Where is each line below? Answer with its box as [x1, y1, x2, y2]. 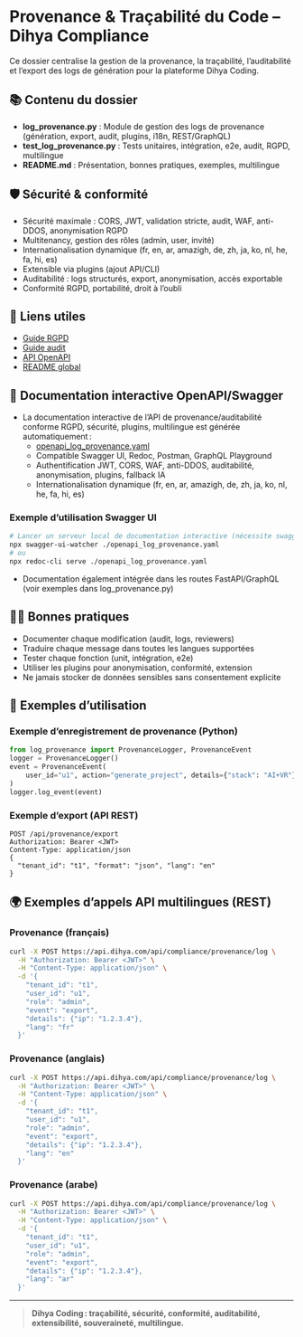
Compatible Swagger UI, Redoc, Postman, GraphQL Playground [35, 450, 272, 461]
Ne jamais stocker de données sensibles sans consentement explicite [22, 671, 281, 682]
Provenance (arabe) [9, 1179, 98, 1191]
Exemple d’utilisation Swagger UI [9, 511, 158, 524]
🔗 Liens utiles [9, 308, 87, 324]
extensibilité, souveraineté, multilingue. [31, 1318, 185, 1329]
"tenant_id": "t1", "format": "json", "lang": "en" [17, 861, 216, 870]
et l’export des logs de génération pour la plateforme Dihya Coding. [9, 65, 260, 76]
